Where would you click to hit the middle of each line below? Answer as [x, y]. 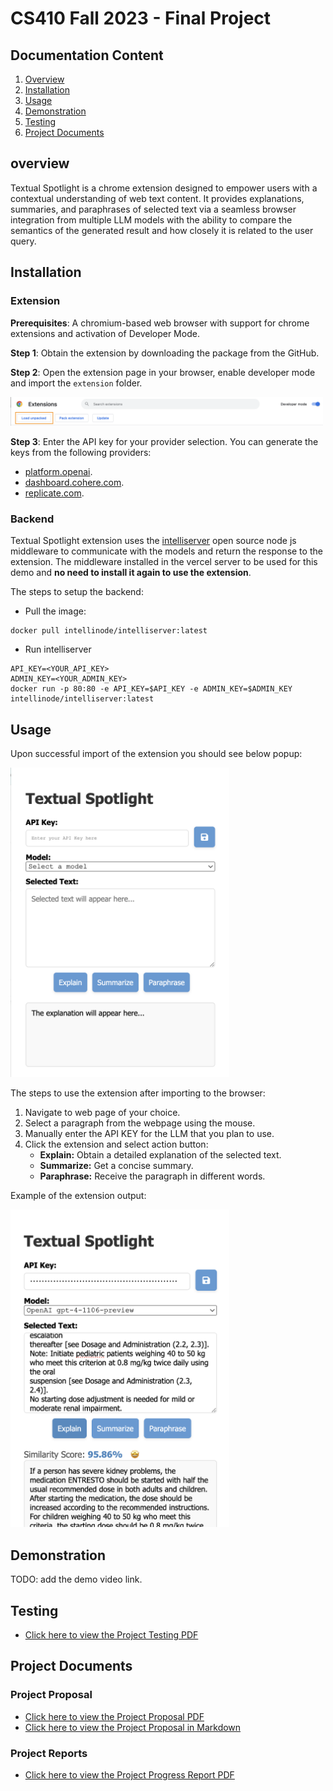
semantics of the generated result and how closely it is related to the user [162, 230]
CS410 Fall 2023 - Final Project [141, 18]
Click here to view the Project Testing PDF [111, 1634]
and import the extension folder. [76, 383]
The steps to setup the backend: [77, 592]
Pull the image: [55, 611]
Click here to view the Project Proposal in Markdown [133, 1727]
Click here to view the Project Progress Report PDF [129, 1774]
